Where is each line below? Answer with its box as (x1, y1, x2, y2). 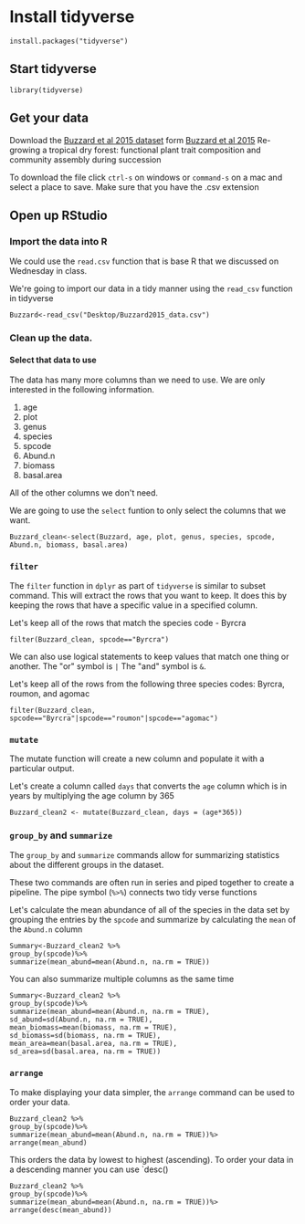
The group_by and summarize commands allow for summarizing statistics (9, 850, 280, 861)
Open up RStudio (9, 207, 108, 223)
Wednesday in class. (9, 266, 88, 277)
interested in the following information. (9, 384, 155, 395)
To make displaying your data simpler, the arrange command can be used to (9, 1086, 295, 1097)
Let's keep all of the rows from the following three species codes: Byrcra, (9, 678, 285, 689)
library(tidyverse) (9, 85, 84, 95)
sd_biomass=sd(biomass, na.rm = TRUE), (9, 1031, 162, 1041)
